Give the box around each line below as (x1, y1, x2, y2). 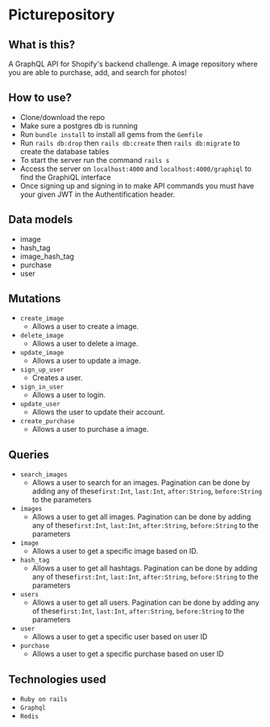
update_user (19, 401, 60, 409)
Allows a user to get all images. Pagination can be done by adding (31, 512, 251, 521)
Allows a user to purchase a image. (31, 425, 149, 434)
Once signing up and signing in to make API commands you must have (19, 181, 255, 190)
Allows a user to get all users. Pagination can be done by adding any (31, 598, 260, 608)
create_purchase (19, 418, 75, 426)
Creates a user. (31, 373, 83, 383)
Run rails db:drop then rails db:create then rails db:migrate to (19, 138, 240, 147)
